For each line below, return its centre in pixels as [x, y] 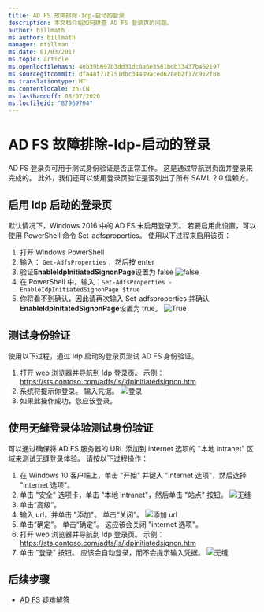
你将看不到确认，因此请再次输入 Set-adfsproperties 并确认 [115, 298]
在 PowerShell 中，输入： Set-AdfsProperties [92, 281]
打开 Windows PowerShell [62, 252]
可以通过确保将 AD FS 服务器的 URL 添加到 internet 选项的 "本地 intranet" [126, 448]
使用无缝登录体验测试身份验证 [81, 428]
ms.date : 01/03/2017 [42, 52]
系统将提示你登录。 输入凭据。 [69, 391]
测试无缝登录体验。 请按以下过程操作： [85, 458]
